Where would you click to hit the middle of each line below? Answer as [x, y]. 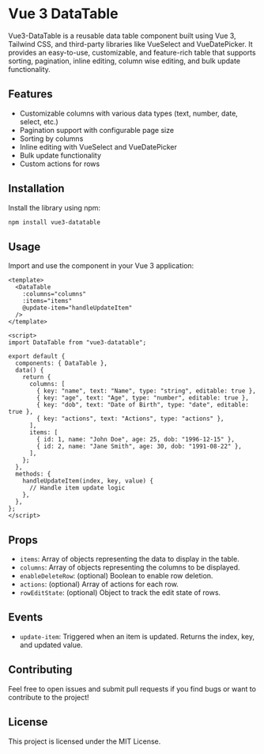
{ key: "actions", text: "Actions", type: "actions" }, [130, 419]
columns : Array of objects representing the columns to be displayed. [130, 567]
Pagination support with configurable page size [97, 130]
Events [26, 618]
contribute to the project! [49, 697]
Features [30, 95]
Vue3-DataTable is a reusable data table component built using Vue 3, [122, 36]
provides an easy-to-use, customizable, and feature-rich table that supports [132, 52]
